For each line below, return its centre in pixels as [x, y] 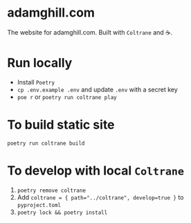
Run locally [40, 63]
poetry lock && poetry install [62, 213]
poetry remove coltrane [52, 190]
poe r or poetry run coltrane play [67, 97]
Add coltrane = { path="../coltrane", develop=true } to [100, 197]
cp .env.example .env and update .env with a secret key [97, 89]
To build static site [61, 125]
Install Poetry [36, 82]
